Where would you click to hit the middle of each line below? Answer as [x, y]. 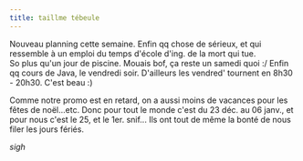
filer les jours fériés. [47, 129]
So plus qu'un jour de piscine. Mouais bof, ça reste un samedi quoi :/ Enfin [149, 63]
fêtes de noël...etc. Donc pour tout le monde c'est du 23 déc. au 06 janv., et [151, 109]
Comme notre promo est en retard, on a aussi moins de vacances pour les [149, 100]
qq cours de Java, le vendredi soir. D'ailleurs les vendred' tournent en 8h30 [151, 73]
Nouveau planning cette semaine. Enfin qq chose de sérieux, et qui [136, 44]
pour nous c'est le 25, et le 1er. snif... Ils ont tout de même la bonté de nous [151, 119]
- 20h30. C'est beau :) [51, 82]
